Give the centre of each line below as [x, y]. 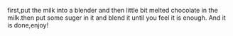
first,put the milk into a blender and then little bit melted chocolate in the [113, 10]
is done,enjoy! [28, 25]
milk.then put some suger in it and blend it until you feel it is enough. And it [116, 18]
